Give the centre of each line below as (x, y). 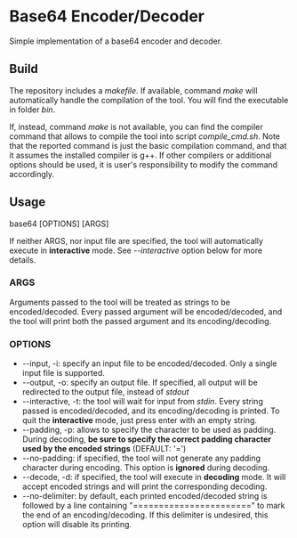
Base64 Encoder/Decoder (107, 16)
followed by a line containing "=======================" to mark (153, 506)
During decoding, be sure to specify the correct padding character (146, 439)
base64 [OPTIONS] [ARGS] (59, 224)
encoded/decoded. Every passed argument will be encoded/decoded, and (146, 311)
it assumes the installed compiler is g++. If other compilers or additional (140, 155)
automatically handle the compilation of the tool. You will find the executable (149, 100)
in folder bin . (32, 110)
